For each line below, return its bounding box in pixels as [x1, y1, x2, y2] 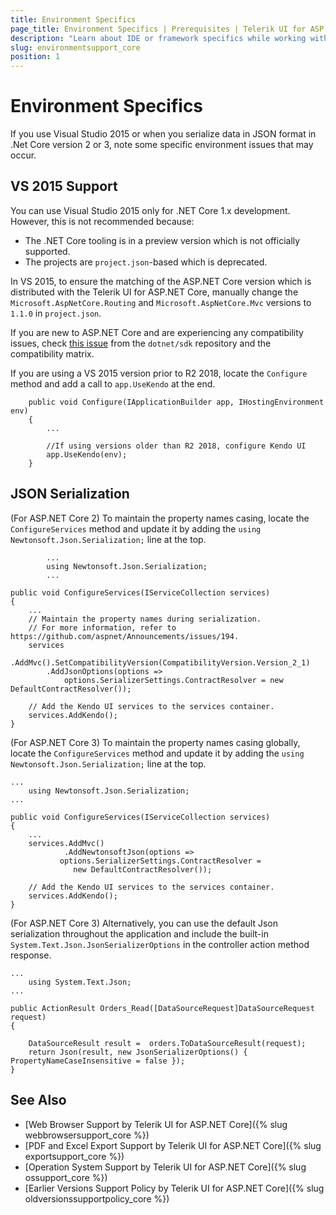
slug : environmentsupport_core [10, 42, 141, 53]
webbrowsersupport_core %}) [24, 1129, 150, 1141]
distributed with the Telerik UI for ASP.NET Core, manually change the [10, 286, 299, 298]
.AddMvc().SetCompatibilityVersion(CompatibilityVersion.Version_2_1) [10, 657, 311, 668]
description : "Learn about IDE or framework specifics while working [10, 33, 307, 43]
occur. [10, 149, 37, 161]
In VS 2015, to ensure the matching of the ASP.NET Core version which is [10, 275, 312, 287]
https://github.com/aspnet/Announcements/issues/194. [10, 631, 240, 641]
